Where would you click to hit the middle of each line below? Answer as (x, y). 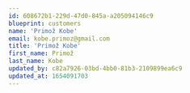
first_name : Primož (41, 53)
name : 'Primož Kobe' (43, 31)
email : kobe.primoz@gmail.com (59, 38)
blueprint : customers (45, 23)
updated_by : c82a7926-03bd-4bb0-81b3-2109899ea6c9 (95, 69)
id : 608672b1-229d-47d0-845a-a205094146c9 (81, 16)
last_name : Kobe (36, 61)
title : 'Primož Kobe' (45, 46)
